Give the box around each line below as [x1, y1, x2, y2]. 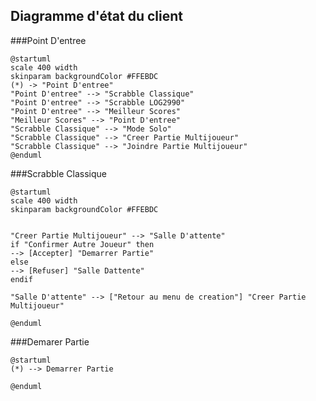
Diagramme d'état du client [10, 8, 183, 25]
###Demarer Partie [10, 335, 90, 348]
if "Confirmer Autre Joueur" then [10, 239, 155, 249]
